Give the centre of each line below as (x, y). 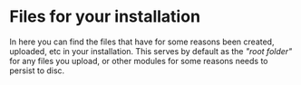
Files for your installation (105, 17)
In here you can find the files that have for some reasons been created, (142, 42)
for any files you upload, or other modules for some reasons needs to (139, 61)
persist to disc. (37, 71)
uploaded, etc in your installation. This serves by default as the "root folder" (151, 51)
